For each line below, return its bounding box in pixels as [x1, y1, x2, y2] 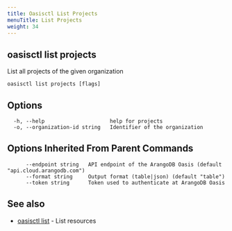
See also [7, 198, 45, 210]
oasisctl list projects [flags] [7, 80, 101, 87]
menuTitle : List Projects [7, 17, 82, 24]
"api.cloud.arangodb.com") [7, 167, 85, 174]
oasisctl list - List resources [17, 216, 97, 225]
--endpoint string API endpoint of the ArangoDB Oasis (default [25, 161, 222, 168]
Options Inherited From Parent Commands [7, 143, 194, 155]
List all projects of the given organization [7, 67, 124, 76]
